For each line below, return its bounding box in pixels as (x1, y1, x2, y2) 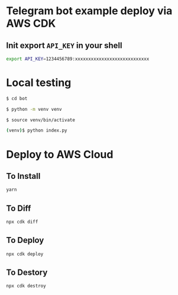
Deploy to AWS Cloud (6, 147, 114, 161)
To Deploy (6, 235, 44, 245)
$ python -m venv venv (6, 106, 62, 112)
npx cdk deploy (6, 251, 44, 257)
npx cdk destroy (6, 283, 46, 289)
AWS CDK (6, 17, 56, 30)
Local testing (6, 76, 72, 89)
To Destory (6, 267, 48, 277)
